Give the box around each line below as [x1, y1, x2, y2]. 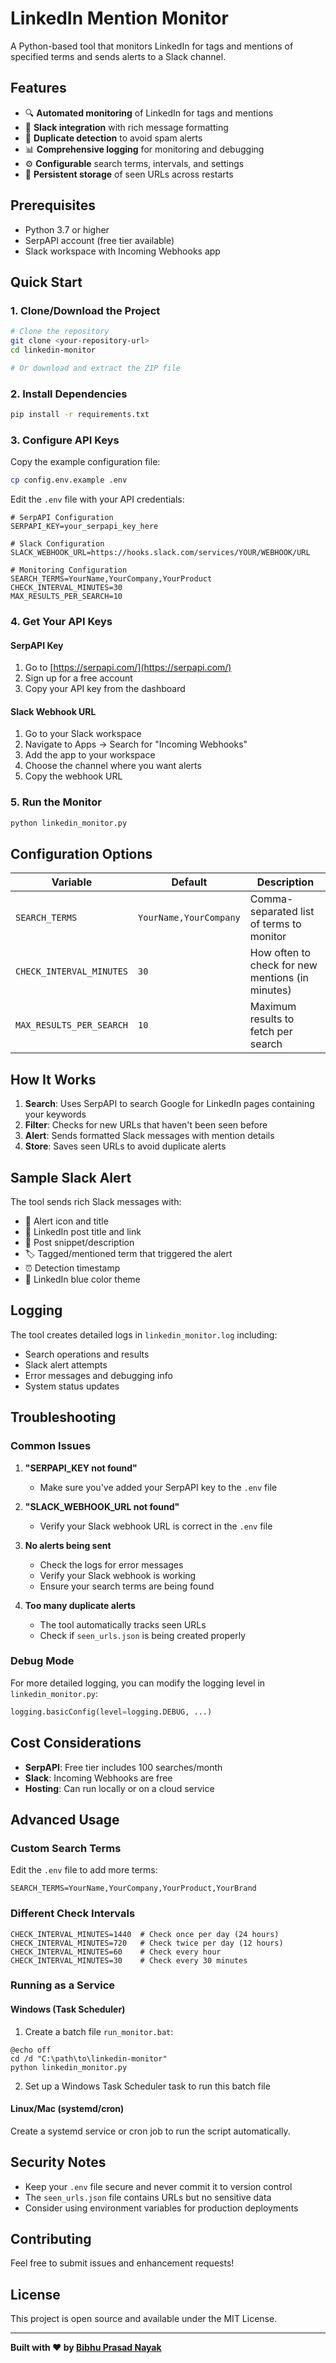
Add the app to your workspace [24, 749, 156, 761]
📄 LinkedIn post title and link [24, 1226, 142, 1238]
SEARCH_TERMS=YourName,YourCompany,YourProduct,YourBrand [10, 1883, 257, 1894]
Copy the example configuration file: [10, 456, 161, 468]
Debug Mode [10, 1654, 75, 1668]
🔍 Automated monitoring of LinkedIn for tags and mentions [24, 107, 274, 119]
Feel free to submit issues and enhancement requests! [10, 2257, 235, 2269]
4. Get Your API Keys [10, 615, 113, 629]
